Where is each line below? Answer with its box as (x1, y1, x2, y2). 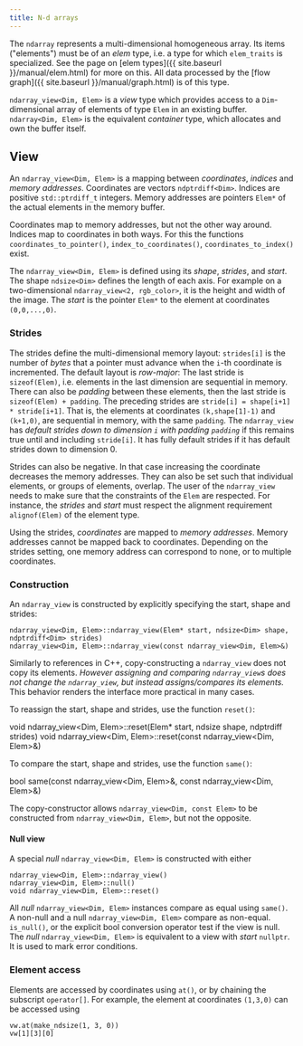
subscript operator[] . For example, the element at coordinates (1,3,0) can (9, 994, 289, 1004)
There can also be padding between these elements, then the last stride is (9, 385, 287, 396)
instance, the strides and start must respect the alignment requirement (9, 499, 273, 510)
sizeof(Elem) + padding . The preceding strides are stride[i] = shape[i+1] (9, 395, 291, 406)
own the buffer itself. (9, 123, 87, 134)
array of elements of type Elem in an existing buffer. (56, 103, 248, 114)
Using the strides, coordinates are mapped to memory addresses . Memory (9, 527, 289, 537)
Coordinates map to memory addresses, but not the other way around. (9, 219, 272, 231)
